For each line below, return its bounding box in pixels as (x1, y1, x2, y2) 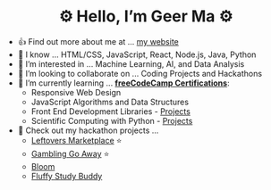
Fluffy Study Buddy (30, 170, 103, 181)
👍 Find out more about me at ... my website (17, 36, 179, 46)
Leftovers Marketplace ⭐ (30, 135, 123, 145)
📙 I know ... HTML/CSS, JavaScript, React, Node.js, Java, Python (17, 49, 257, 60)
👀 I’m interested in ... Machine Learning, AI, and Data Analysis (17, 58, 245, 69)
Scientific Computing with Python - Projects (30, 115, 193, 126)
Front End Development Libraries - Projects (30, 105, 191, 117)
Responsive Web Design (30, 87, 122, 97)
